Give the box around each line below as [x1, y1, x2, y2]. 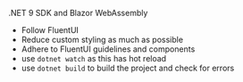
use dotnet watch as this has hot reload [21, 53, 167, 63]
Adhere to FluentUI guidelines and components [21, 44, 196, 54]
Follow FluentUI [21, 25, 80, 35]
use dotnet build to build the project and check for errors [21, 62, 235, 73]
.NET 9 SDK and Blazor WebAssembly [8, 8, 148, 18]
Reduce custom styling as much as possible [21, 35, 184, 45]
